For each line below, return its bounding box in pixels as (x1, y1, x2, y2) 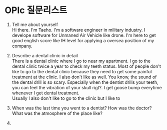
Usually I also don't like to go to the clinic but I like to (11, 95, 120, 101)
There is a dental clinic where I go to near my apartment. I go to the (11, 58, 151, 64)
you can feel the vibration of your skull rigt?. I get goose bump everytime (11, 84, 162, 90)
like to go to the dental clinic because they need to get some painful (11, 68, 152, 74)
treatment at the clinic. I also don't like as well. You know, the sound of (11, 74, 157, 80)
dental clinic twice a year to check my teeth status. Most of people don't (11, 63, 161, 69)
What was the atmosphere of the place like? (11, 110, 103, 116)
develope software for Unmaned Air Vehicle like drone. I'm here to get (11, 32, 156, 38)
